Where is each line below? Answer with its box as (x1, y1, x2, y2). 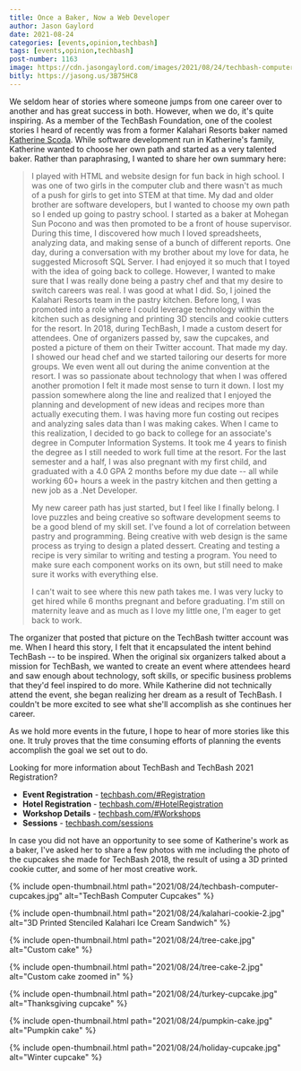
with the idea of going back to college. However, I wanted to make (30, 265, 276, 276)
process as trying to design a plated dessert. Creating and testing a (30, 540, 280, 551)
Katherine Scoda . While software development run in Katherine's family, (9, 134, 275, 144)
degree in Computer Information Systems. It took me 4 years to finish (30, 436, 288, 448)
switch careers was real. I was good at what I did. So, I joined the (30, 284, 271, 296)
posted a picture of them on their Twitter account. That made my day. (30, 341, 288, 352)
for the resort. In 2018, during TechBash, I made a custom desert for (30, 323, 282, 333)
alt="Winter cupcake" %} (9, 1051, 103, 1062)
